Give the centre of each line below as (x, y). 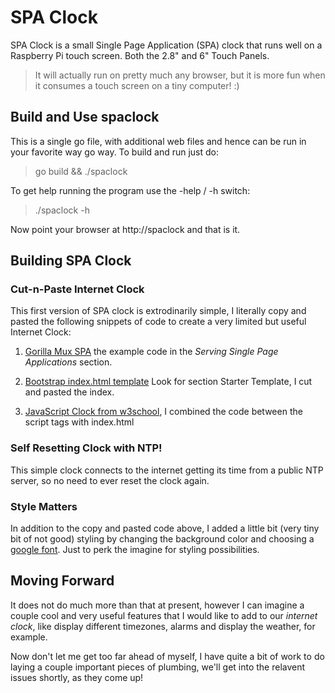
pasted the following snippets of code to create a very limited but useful (158, 322)
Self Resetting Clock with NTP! (86, 448)
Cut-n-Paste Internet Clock (77, 289)
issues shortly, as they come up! (77, 677)
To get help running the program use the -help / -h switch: (130, 190)
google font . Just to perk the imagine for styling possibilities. (135, 550)
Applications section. (68, 362)
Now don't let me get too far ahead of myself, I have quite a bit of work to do (167, 656)
